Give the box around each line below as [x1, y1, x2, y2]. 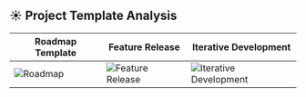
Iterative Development [192, 41, 291, 53]
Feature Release [107, 41, 180, 53]
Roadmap [35, 34, 77, 47]
